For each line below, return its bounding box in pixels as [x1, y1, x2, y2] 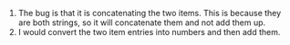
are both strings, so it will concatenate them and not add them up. [17, 17, 266, 28]
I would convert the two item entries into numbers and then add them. [17, 27, 281, 37]
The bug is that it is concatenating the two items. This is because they [17, 8, 282, 18]
